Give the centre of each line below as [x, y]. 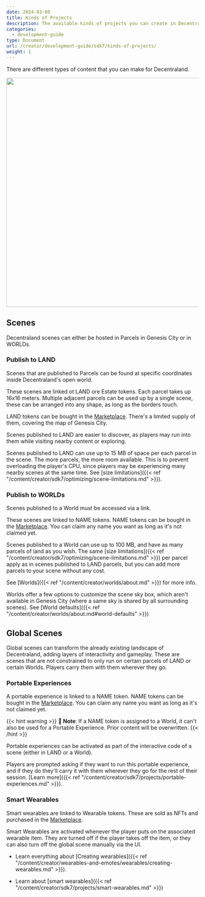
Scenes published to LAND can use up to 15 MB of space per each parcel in [102, 453]
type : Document [26, 40]
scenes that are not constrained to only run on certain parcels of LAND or [99, 661]
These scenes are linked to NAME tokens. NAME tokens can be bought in [99, 520]
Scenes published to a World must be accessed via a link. [79, 508]
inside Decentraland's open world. [49, 379]
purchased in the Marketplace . [45, 819]
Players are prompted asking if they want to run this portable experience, [98, 764]
